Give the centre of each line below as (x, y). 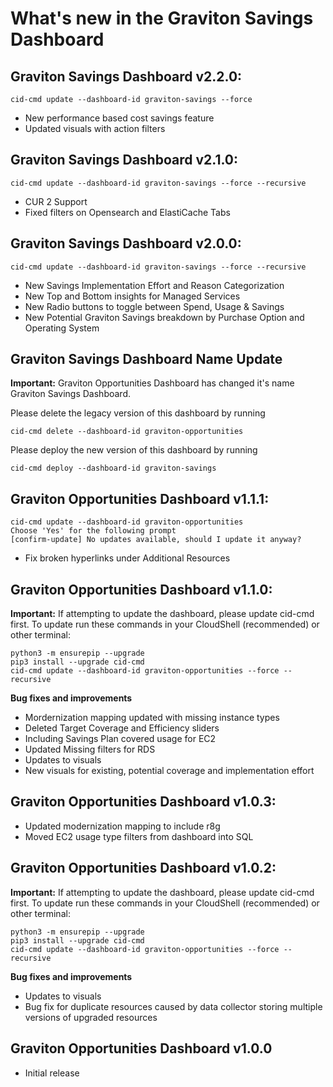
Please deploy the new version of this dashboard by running (134, 450)
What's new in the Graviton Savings (162, 18)
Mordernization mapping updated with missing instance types (152, 718)
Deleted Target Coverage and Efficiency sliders (122, 728)
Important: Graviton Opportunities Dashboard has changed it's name (152, 383)
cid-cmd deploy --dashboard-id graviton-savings (113, 468)
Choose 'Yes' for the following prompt (93, 531)
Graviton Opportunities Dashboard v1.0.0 (141, 1048)
